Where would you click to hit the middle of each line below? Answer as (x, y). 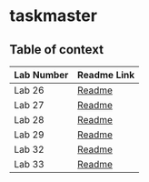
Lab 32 (29, 149)
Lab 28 (29, 120)
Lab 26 (29, 90)
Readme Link (106, 75)
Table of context (57, 50)
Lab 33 (29, 164)
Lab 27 (29, 105)
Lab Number (41, 75)
